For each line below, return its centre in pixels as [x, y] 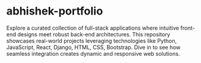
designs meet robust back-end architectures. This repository [94, 34]
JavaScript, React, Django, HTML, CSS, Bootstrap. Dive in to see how [93, 47]
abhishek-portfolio [55, 11]
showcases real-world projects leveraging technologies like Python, [92, 41]
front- [188, 28]
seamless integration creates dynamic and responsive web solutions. [93, 53]
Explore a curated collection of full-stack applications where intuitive [93, 28]
